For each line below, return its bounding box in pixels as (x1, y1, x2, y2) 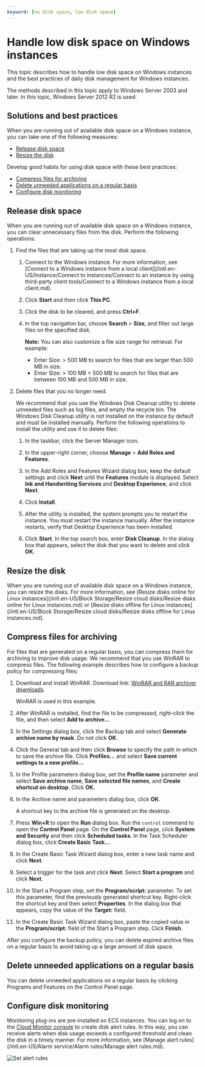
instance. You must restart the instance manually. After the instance (24, 517, 195, 524)
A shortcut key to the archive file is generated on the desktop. (15, 807, 171, 814)
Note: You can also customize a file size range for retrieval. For (24, 338, 183, 346)
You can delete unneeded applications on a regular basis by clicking (7, 976, 178, 984)
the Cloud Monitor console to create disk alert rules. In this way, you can (7, 1023, 189, 1030)
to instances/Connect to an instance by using (80, 272, 194, 279)
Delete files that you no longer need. (15, 388, 107, 395)
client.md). (24, 285, 52, 292)
